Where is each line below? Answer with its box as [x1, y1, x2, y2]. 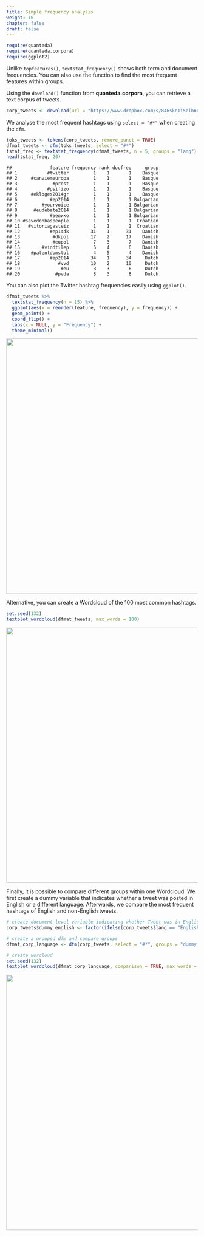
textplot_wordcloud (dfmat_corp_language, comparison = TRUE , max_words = [6, 964, 197, 970]
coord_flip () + [12, 316, 50, 322]
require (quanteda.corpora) [6, 48, 75, 55]
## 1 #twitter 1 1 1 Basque [6, 170, 159, 176]
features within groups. [6, 77, 64, 85]
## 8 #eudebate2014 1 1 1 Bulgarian [6, 207, 159, 213]
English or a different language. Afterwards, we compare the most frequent [6, 901, 194, 908]
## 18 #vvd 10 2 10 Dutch [6, 261, 159, 267]
